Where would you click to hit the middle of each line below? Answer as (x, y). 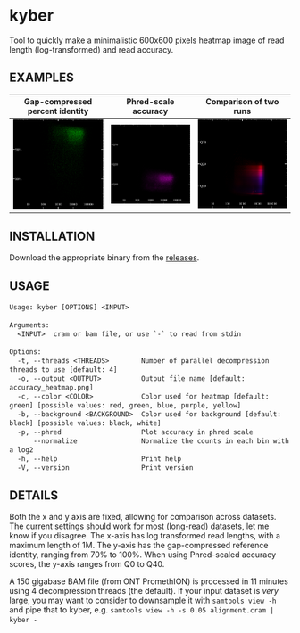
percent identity (58, 111)
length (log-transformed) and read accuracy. (92, 49)
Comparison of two (242, 102)
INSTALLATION (52, 236)
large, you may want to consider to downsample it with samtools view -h (143, 600)
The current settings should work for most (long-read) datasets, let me (139, 526)
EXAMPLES (42, 78)
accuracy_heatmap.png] (51, 388)
